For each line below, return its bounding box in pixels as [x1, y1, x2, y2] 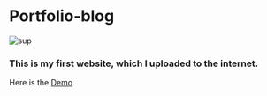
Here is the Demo [9, 78, 73, 88]
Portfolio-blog [9, 6, 115, 26]
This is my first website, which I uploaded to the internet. [9, 57, 259, 70]
